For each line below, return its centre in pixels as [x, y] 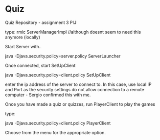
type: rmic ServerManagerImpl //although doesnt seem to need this [73, 32]
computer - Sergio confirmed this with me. [48, 95]
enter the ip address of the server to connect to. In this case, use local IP [78, 84]
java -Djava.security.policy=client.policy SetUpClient [58, 75]
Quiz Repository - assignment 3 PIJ [41, 22]
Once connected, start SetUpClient [40, 65]
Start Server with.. [23, 46]
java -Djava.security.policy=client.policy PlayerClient [58, 123]
